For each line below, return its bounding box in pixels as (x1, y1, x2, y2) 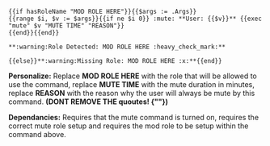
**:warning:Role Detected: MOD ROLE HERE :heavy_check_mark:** (8, 43, 226, 51)
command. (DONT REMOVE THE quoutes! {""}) (8, 97, 168, 106)
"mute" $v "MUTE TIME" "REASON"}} (8, 22, 125, 30)
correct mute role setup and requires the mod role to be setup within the (8, 121, 249, 131)
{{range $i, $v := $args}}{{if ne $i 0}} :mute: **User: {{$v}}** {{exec (8, 15, 263, 23)
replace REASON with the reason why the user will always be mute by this (8, 89, 255, 98)
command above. (8, 130, 66, 139)
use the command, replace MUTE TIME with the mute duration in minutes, (8, 80, 255, 89)
